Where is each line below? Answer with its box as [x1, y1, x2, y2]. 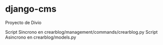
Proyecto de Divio [5, 20, 42, 25]
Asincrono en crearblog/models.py [5, 34, 77, 40]
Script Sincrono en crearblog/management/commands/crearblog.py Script [5, 29, 158, 35]
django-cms [5, 3, 57, 15]
